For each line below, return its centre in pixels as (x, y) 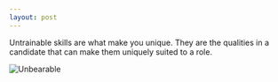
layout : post (33, 17)
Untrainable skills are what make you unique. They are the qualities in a (139, 42)
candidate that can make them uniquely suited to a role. (111, 52)
